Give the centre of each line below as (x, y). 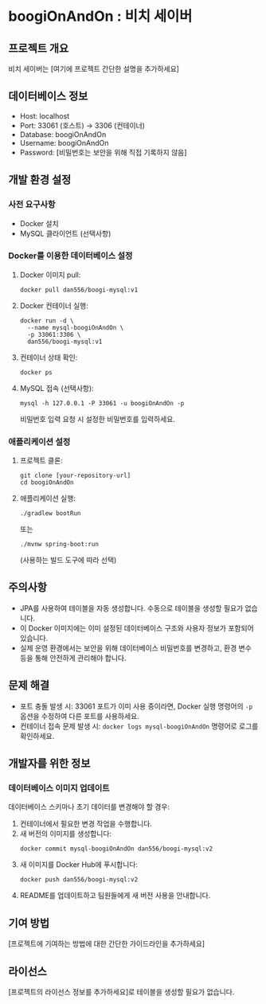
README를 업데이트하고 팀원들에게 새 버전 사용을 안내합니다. (115, 896)
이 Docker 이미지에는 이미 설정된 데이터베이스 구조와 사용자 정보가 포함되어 (137, 628)
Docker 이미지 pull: (50, 275)
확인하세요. (37, 736)
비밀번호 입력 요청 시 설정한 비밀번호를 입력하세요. (97, 419)
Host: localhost (45, 115)
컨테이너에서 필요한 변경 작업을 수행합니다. (86, 824)
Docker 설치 (39, 223)
